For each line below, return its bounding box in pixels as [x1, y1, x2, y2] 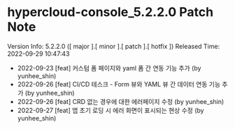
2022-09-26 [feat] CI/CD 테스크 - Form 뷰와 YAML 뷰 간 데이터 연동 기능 [17, 79, 221, 88]
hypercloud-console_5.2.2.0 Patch [7, 4, 214, 20]
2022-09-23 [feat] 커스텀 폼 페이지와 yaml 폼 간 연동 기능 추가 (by [17, 63, 201, 72]
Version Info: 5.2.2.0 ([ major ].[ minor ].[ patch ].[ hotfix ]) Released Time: [7, 42, 220, 50]
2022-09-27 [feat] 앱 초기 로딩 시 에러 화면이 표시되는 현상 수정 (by [17, 106, 204, 114]
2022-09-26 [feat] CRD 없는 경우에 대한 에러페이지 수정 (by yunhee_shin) [17, 97, 225, 105]
